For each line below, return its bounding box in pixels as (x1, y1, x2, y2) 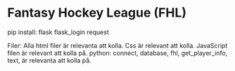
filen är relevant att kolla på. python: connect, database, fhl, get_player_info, (7, 49, 228, 57)
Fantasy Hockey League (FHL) (7, 5, 187, 21)
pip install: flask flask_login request (7, 28, 109, 36)
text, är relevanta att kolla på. (7, 56, 91, 64)
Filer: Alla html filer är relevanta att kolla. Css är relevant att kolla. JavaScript (7, 41, 228, 49)
